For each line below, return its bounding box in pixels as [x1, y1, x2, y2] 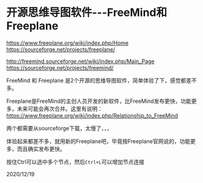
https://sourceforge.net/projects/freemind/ [6, 64, 114, 71]
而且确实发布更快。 [17, 145, 65, 152]
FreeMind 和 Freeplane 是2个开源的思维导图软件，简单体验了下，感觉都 [6, 77, 186, 84]
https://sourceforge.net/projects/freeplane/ [6, 45, 116, 53]
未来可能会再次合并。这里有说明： [17, 105, 103, 112]
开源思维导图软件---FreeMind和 [6, 6, 168, 20]
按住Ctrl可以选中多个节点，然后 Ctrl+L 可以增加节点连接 [6, 158, 145, 165]
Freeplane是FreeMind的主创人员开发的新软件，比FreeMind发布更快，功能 [6, 97, 191, 105]
